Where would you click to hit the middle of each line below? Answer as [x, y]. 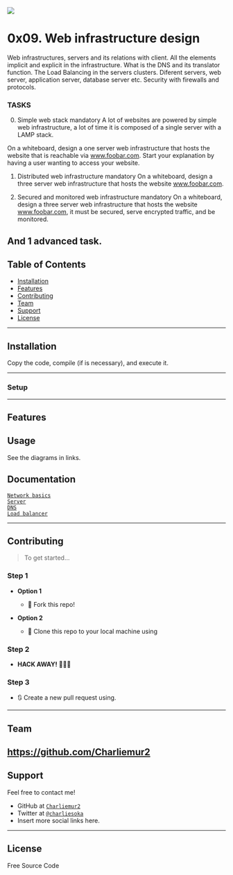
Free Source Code [33, 865]
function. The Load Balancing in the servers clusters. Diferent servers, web [114, 72]
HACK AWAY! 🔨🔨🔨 [44, 664]
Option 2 [30, 618]
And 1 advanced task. [55, 241]
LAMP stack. [35, 135]
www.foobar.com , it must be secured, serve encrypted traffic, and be [116, 212]
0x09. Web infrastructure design [104, 38]
